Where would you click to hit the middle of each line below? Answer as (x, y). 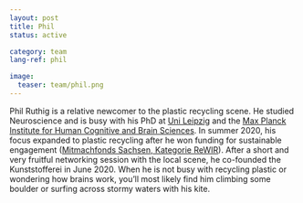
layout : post (34, 18)
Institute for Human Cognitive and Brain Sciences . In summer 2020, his (143, 130)
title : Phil (32, 27)
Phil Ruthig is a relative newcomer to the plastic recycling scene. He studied (152, 111)
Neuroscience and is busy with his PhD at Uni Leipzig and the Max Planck (148, 121)
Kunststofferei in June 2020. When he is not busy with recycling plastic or (148, 169)
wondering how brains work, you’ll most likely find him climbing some (140, 178)
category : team (38, 51)
